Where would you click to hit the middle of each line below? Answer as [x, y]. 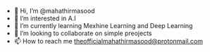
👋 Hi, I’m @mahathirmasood [54, 11]
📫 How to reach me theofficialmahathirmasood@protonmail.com [108, 41]
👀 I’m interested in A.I [45, 18]
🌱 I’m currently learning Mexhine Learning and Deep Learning [103, 26]
